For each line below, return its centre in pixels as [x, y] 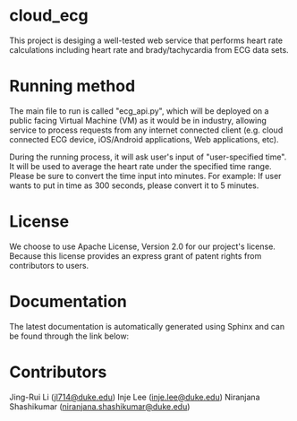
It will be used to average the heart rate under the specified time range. [140, 166]
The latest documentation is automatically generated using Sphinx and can [147, 326]
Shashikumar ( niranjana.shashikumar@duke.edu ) [100, 406]
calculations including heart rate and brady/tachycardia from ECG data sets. [149, 49]
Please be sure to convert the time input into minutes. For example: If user [145, 176]
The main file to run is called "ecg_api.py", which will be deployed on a [139, 111]
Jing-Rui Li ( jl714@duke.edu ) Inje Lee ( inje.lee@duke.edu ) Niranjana [135, 397]
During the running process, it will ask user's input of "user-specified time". [148, 157]
